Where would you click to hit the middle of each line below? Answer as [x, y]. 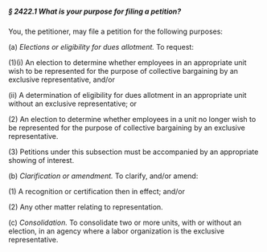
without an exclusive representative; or [73, 104]
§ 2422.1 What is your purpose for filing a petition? [95, 11]
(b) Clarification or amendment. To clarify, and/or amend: [103, 176]
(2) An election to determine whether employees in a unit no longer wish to [132, 119]
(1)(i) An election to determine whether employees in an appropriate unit [127, 62]
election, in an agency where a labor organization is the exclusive [117, 231]
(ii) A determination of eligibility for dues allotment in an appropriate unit [127, 95]
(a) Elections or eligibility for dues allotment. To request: [101, 47]
